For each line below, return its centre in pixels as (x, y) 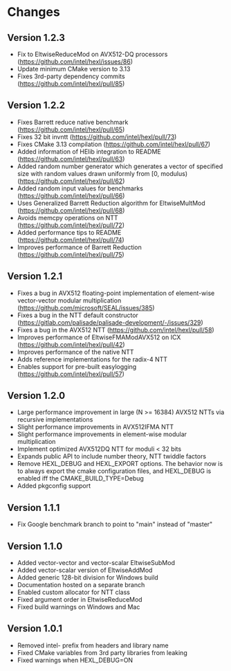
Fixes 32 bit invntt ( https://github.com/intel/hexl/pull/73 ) (97, 136)
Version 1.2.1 (35, 277)
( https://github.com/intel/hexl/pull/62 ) (71, 181)
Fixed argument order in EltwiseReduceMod (80, 600)
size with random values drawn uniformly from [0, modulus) (102, 173)
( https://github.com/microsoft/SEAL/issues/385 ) (86, 307)
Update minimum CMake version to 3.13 (74, 69)
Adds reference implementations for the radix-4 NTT (92, 359)
